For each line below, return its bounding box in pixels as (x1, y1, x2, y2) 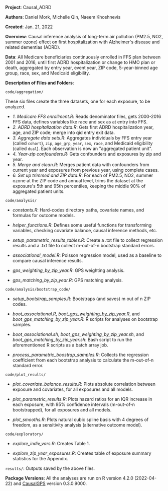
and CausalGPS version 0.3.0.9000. (13, 480, 87, 486)
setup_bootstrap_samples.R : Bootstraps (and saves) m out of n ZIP (12, 296, 151, 302)
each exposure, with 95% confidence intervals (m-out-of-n (12, 401, 135, 407)
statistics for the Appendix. (12, 456, 69, 461)
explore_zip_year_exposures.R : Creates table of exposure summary (12, 450, 151, 456)
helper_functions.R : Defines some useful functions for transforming (12, 222, 152, 228)
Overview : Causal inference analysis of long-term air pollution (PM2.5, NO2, (5, 34, 163, 39)
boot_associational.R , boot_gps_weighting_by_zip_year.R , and (12, 311, 140, 317)
